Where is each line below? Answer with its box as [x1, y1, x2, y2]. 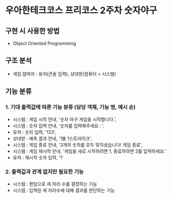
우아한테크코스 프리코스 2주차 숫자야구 [5, 5, 157, 16]
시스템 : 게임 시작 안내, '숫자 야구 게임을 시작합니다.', [12, 116, 117, 122]
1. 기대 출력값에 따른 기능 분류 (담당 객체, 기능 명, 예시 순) [5, 104, 136, 111]
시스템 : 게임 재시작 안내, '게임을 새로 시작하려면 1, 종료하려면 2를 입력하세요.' [12, 148, 166, 154]
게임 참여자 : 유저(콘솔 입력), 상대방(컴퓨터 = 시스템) [12, 71, 116, 77]
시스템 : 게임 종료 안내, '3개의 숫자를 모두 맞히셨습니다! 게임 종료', [12, 142, 143, 148]
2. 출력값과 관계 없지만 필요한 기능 [5, 168, 84, 176]
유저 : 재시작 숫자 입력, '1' [12, 154, 64, 160]
